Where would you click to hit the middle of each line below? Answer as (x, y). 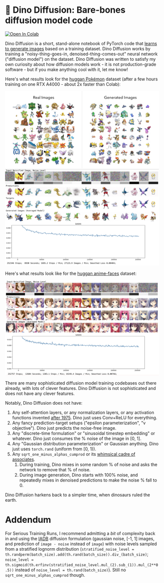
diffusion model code (49, 20)
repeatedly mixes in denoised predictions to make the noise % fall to (88, 480)
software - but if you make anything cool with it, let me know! (67, 69)
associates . (24, 459)
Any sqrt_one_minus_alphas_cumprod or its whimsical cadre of (74, 454)
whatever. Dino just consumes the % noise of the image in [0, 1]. (77, 438)
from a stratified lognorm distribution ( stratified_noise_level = (70, 549)
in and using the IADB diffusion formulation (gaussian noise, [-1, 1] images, (80, 538)
